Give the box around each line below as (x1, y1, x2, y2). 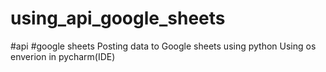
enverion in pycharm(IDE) (10, 50, 116, 62)
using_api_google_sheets (10, 7, 226, 30)
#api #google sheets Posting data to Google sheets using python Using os (10, 40, 317, 52)
